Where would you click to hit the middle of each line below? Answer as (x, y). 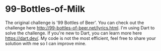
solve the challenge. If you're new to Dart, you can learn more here (74, 33)
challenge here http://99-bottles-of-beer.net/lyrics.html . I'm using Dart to (80, 27)
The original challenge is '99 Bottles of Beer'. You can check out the (75, 23)
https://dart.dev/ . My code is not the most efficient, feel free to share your (80, 38)
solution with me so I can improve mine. (46, 43)
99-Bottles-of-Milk (45, 9)
